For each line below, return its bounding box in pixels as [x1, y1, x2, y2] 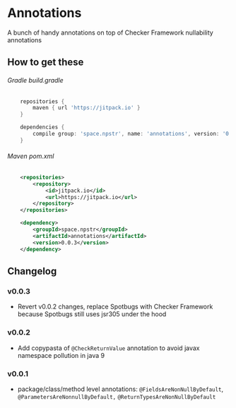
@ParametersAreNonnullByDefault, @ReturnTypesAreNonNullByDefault [17, 393, 216, 400]
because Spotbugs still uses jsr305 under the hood [17, 310, 167, 318]
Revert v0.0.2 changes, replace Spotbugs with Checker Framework [17, 302, 213, 311]
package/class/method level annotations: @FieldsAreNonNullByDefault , [17, 385, 224, 393]
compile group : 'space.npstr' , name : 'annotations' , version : [33, 131, 220, 138]
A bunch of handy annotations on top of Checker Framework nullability [7, 28, 213, 37]
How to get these [7, 56, 84, 68]
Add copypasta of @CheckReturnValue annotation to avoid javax [17, 344, 200, 352]
